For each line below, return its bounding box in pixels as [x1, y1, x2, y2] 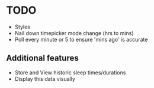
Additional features [6, 53, 79, 63]
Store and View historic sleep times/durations [14, 69, 126, 76]
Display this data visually [14, 75, 76, 82]
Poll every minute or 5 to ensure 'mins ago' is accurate [14, 36, 148, 43]
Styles [14, 23, 31, 30]
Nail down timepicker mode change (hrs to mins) [14, 29, 134, 36]
